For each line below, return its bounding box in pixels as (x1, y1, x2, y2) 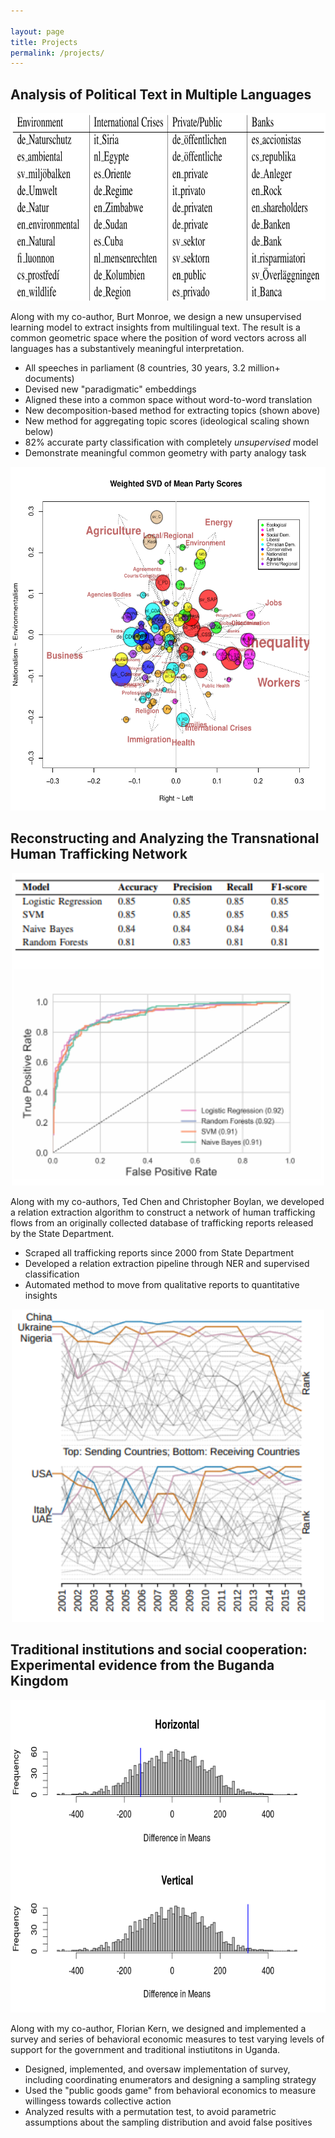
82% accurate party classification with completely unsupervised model (24, 436, 319, 449)
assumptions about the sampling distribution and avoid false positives (24, 2116, 313, 2128)
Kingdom (10, 1673, 69, 1690)
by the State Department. (10, 1227, 115, 1239)
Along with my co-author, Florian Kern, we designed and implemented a (10, 2022, 307, 2034)
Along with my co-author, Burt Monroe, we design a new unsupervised (10, 311, 302, 323)
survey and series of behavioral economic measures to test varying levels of (10, 2033, 325, 2045)
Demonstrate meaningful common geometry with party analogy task (24, 447, 307, 459)
